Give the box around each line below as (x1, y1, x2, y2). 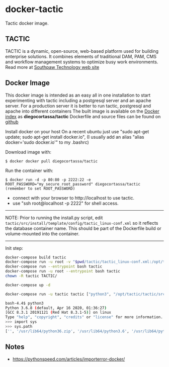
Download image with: (5, 149, 52, 155)
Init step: (5, 245, 24, 251)
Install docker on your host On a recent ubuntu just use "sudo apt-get (5, 128, 149, 134)
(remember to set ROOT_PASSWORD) (5, 186, 75, 191)
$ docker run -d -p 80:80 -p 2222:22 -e (5, 177, 92, 182)
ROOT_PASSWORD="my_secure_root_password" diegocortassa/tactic (5, 181, 141, 187)
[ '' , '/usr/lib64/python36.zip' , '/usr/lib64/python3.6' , (5, 328, 129, 334)
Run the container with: (5, 167, 54, 173)
